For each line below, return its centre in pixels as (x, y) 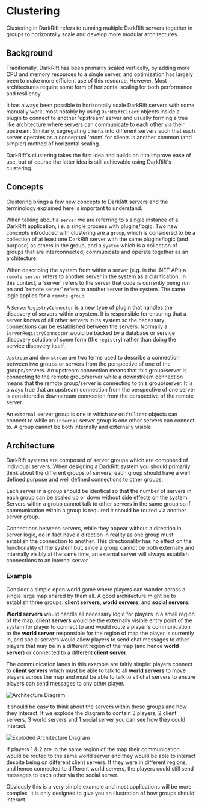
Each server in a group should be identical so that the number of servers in (99, 491)
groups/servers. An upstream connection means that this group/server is (97, 370)
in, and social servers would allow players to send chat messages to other (98, 639)
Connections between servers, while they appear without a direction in (94, 529)
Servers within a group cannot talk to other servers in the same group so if (98, 504)
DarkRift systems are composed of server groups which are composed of (97, 460)
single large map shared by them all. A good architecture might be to (91, 596)
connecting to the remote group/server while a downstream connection (95, 377)
